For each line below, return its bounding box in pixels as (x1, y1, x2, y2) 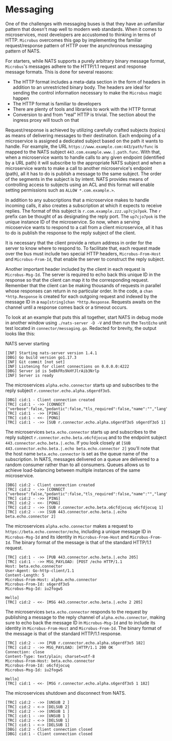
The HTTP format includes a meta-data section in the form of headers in (12, 79, 165, 85)
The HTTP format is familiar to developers (12, 100, 101, 106)
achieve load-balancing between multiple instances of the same (5, 467, 141, 473)
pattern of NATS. (5, 48, 41, 54)
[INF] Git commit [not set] (5, 359, 66, 364)
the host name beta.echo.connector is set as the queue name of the (5, 451, 148, 457)
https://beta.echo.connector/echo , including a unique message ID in (5, 528, 152, 534)
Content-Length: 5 (5, 572, 45, 578)
